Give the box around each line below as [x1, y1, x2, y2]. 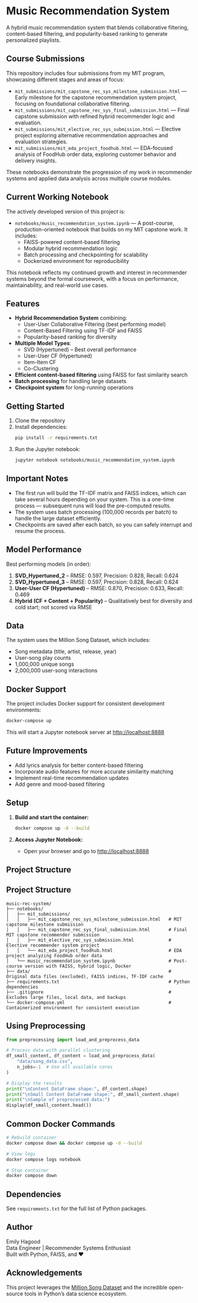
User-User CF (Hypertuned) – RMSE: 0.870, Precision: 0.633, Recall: [14, 584, 184, 591]
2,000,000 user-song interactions [14, 667, 98, 674]
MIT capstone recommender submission [6, 932, 100, 938]
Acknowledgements [6, 1268, 83, 1278]
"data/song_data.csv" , [17, 1058, 73, 1064]
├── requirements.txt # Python [6, 979, 190, 985]
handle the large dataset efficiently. [14, 515, 102, 522]
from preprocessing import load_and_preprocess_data [6, 1036, 140, 1042]
